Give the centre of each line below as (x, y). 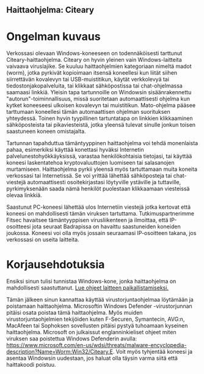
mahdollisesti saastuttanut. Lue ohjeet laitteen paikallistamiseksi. (88, 288)
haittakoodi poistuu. (31, 365)
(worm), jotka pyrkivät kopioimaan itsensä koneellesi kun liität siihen (92, 73)
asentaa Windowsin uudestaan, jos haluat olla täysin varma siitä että (92, 358)
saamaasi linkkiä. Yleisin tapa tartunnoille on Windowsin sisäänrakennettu (99, 92)
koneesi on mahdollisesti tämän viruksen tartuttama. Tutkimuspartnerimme (100, 214)
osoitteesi (19, 226)
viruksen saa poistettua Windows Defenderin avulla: (72, 338)
